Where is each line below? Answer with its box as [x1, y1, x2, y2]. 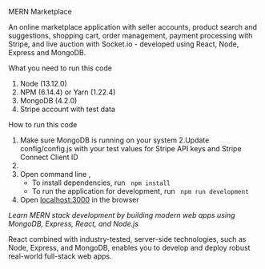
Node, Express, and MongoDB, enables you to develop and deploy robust [8, 243, 251, 252]
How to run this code [8, 120, 78, 129]
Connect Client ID [19, 152, 78, 162]
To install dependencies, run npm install [31, 178, 171, 187]
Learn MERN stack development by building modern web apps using [8, 211, 235, 219]
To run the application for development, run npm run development [31, 187, 250, 195]
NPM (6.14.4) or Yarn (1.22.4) [19, 87, 116, 97]
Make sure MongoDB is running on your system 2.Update [19, 135, 210, 145]
